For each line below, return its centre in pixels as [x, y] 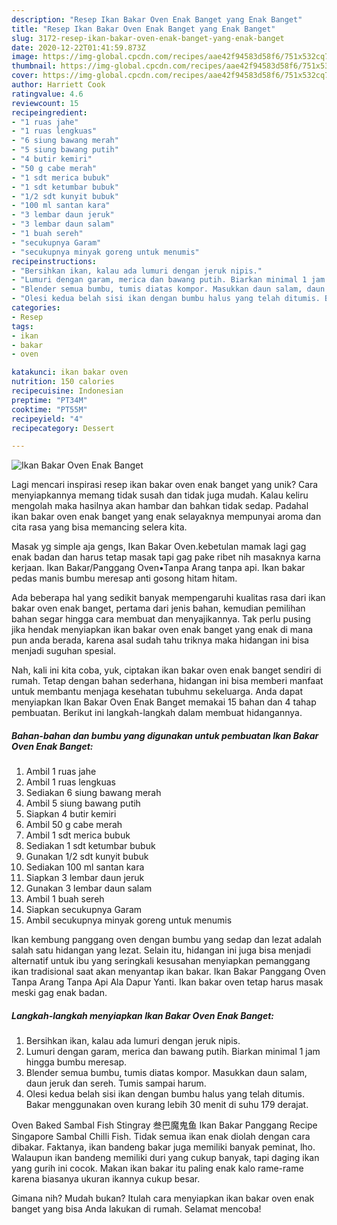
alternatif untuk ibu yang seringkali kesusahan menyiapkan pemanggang [161, 961]
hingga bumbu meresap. [76, 1062]
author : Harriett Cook [58, 85]
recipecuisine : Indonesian [67, 391]
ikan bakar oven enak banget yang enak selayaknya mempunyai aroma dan [166, 517]
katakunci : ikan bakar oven [70, 372]
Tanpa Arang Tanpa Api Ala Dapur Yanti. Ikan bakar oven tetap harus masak [167, 982]
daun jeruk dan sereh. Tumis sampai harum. [116, 1083]
